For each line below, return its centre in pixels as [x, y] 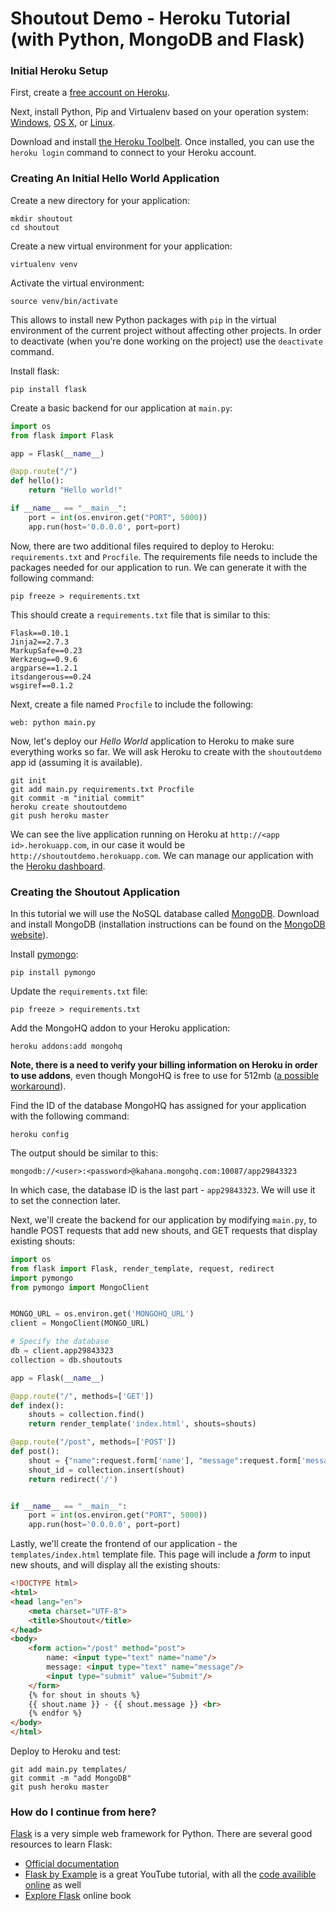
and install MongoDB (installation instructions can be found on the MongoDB [168, 924]
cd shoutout [35, 227]
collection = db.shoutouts [66, 1360]
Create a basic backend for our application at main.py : [121, 408]
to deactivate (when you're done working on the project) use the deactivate [166, 341]
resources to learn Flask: [61, 1844]
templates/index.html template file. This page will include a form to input [160, 1554]
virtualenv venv [44, 264]
